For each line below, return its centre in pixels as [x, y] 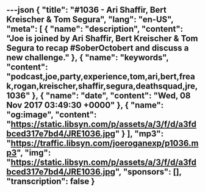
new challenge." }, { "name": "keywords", [88, 58]
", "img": [34, 153]
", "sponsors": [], [148, 172]
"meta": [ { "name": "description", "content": [95, 29]
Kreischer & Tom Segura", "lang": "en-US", [90, 20]
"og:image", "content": [52, 115]
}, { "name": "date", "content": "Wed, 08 [111, 96]
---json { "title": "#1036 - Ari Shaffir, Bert [86, 10]
